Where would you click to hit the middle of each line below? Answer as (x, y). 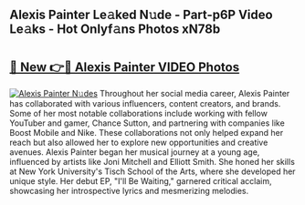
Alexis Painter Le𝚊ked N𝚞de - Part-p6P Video (141, 15)
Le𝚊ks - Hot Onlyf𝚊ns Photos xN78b (115, 30)
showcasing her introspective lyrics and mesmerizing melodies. (129, 191)
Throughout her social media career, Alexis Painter (195, 93)
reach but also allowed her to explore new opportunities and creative (139, 142)
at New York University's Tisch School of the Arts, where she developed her (152, 171)
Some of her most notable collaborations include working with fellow (138, 113)
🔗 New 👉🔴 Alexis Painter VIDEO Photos (125, 67)
